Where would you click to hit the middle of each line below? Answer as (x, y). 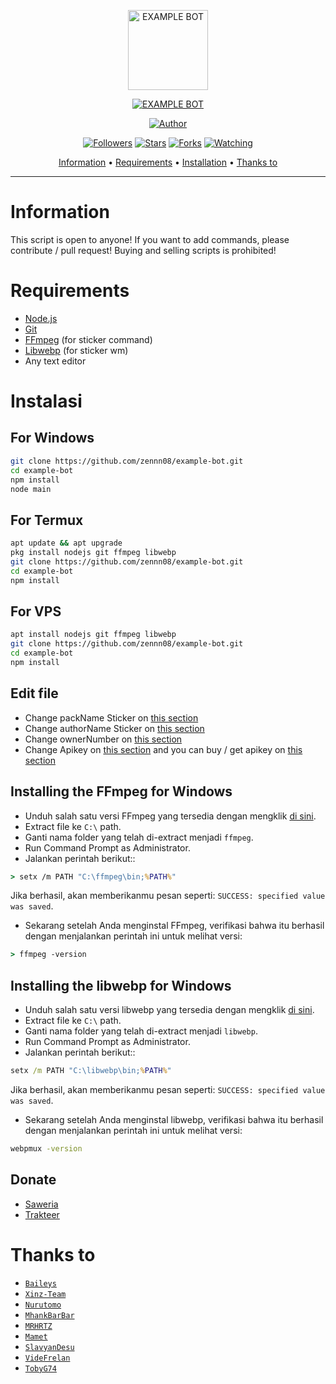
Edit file (34, 693)
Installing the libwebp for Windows (121, 985)
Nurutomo (43, 1305)
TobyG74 (40, 1368)
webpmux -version (46, 1148)
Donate (33, 1180)
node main (31, 489)
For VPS (36, 611)
